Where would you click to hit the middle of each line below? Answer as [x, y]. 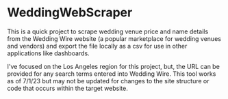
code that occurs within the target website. [68, 88]
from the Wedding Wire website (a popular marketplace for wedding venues [114, 38]
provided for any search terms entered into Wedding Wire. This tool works [112, 74]
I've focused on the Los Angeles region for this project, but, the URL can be [114, 66]
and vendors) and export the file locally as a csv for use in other [97, 46]
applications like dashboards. [49, 53]
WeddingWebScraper [70, 13]
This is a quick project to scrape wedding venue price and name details [108, 31]
